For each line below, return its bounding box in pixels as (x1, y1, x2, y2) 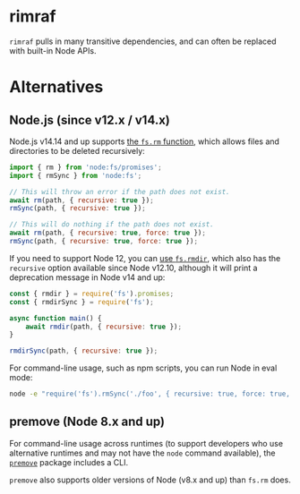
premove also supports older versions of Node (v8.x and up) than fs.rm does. (9, 474, 291, 485)
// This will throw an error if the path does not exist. (9, 187, 230, 196)
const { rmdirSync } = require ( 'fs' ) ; (9, 297, 154, 306)
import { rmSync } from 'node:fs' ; (9, 171, 142, 180)
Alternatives (9, 77, 104, 98)
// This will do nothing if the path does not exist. (9, 220, 215, 229)
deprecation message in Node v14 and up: (9, 271, 166, 283)
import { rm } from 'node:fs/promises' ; (9, 163, 163, 172)
